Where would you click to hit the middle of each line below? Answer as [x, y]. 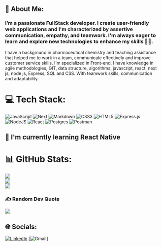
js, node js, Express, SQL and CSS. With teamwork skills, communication [79, 73]
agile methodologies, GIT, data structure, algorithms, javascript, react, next [81, 68]
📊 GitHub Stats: [39, 159]
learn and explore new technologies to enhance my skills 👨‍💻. [79, 41]
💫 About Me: [25, 9]
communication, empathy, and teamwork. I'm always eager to [81, 35]
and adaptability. [22, 78]
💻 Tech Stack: [35, 99]
